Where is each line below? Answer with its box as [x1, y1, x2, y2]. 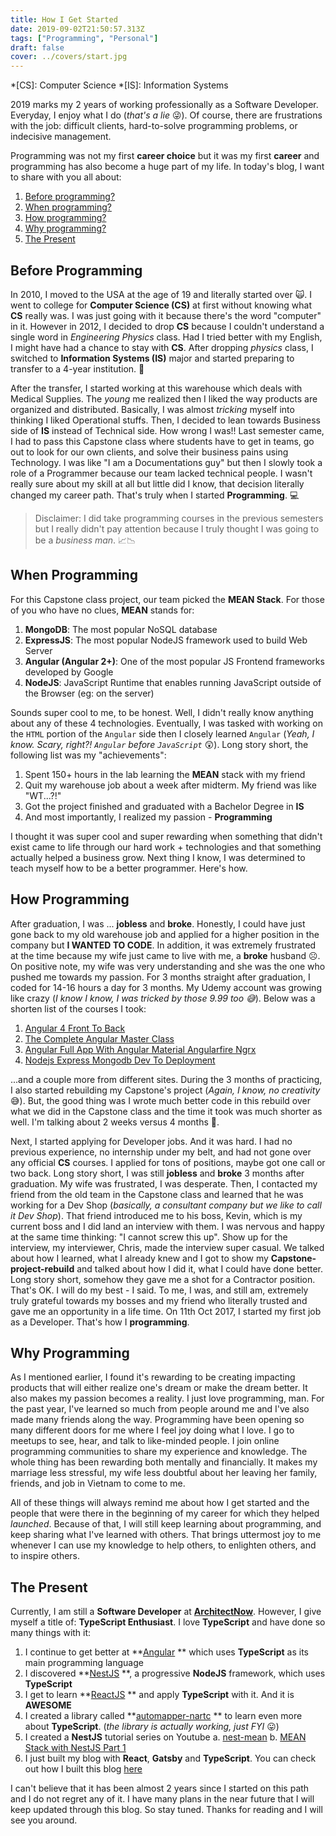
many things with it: [10, 1627, 92, 1639]
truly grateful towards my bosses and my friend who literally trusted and [10, 1294, 308, 1306]
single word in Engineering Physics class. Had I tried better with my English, [10, 331, 323, 343]
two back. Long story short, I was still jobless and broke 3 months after [10, 1167, 305, 1179]
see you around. [10, 1814, 78, 1826]
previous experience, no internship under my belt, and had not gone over [10, 1146, 312, 1158]
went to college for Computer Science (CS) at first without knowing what [10, 299, 313, 311]
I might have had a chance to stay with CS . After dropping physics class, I [10, 341, 314, 353]
